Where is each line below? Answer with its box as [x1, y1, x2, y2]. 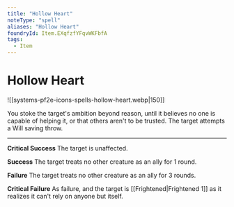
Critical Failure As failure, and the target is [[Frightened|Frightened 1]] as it [7, 184, 221, 192]
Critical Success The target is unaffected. [7, 144, 128, 152]
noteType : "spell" [7, 17, 61, 24]
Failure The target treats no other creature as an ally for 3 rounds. [7, 171, 196, 179]
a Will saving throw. [7, 123, 63, 132]
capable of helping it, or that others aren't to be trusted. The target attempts [7, 116, 225, 125]
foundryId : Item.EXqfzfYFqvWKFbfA [7, 29, 108, 37]
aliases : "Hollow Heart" [7, 23, 79, 30]
